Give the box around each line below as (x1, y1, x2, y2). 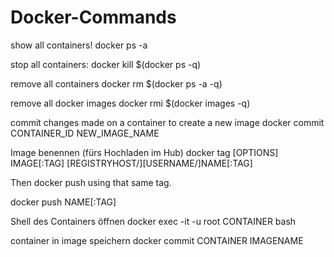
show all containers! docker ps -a (10, 39, 148, 51)
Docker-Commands (10, 6, 177, 29)
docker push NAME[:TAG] (10, 196, 117, 208)
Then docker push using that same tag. (10, 176, 172, 188)
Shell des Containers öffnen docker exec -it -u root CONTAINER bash (10, 215, 297, 227)
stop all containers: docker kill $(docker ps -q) (10, 58, 202, 70)
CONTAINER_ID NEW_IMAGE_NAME (10, 127, 160, 139)
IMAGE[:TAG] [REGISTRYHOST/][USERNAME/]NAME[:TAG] (10, 157, 253, 169)
